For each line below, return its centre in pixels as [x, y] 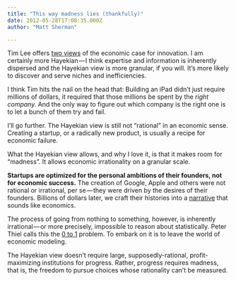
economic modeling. [37, 241]
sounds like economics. [42, 205]
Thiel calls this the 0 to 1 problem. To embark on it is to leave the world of [114, 234]
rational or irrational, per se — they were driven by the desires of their [108, 191]
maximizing [24, 263]
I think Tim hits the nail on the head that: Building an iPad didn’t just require [116, 90]
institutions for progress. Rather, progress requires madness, [130, 263]
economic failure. [33, 140]
